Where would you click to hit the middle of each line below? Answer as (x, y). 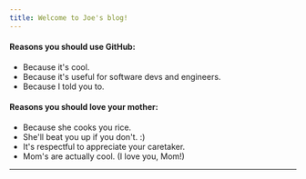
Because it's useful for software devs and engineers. (122, 76)
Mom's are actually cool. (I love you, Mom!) (103, 156)
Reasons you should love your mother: (84, 107)
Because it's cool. (56, 67)
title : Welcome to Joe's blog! (69, 18)
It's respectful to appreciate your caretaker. (104, 147)
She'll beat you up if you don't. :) (84, 137)
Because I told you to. (63, 86)
